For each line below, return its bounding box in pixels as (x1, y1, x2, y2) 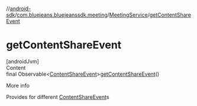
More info (6, 82, 30, 89)
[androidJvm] (6, 57, 40, 65)
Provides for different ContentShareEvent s (6, 93, 109, 100)
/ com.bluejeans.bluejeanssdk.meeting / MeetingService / (14, 11, 150, 18)
